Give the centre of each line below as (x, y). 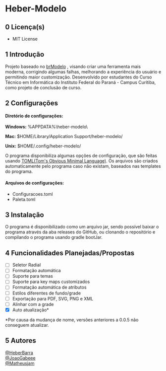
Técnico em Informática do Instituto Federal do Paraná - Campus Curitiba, (81, 82)
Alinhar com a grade (33, 304)
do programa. (19, 171)
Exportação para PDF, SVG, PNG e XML (53, 298)
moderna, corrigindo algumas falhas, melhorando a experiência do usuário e (83, 72)
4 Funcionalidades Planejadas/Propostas (70, 253)
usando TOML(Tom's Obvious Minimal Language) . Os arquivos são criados (82, 161)
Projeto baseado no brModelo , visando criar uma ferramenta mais (73, 66)
